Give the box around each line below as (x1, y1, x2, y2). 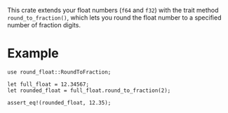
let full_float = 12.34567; (7, 81, 90, 88)
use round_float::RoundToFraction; (7, 68, 112, 76)
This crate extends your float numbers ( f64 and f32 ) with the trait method (7, 6, 219, 14)
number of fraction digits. (7, 21, 81, 29)
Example (7, 46, 59, 62)
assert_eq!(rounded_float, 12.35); (7, 99, 112, 106)
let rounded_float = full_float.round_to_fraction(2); (7, 87, 171, 94)
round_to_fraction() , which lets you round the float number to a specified (7, 13, 222, 22)
